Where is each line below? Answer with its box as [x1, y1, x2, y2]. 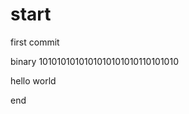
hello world [10, 74, 57, 87]
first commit [10, 36, 60, 48]
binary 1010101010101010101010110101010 [10, 55, 179, 67]
